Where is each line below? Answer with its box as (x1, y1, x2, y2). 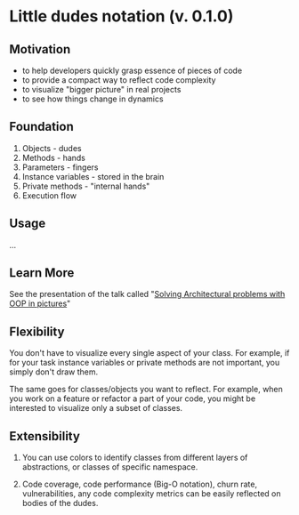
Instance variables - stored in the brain (21, 171, 165, 181)
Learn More (9, 265, 75, 281)
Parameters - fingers (21, 162, 99, 173)
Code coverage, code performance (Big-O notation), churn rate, (21, 479, 258, 490)
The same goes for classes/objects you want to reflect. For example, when (9, 384, 283, 395)
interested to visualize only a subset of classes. (9, 403, 183, 414)
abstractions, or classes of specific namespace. (21, 462, 198, 472)
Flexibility (9, 324, 65, 339)
